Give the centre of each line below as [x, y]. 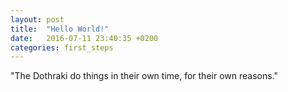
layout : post [37, 19]
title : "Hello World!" [60, 29]
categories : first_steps [62, 47]
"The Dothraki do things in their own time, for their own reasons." [144, 76]
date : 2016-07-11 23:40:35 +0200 [84, 38]
